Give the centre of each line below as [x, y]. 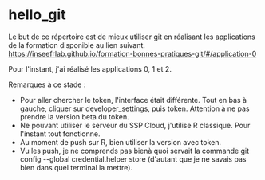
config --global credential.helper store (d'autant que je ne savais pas [133, 159]
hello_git [37, 15]
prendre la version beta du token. [74, 116]
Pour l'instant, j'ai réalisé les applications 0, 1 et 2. [90, 68]
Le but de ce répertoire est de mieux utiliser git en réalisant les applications [132, 37]
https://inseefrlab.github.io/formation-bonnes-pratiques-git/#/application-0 [132, 53]
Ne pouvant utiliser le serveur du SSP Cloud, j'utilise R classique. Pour [135, 125]
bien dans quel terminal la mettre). [76, 167]
